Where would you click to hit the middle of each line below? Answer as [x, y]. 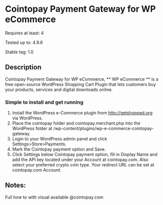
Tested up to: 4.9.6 [24, 42]
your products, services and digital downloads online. [59, 90]
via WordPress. [27, 118]
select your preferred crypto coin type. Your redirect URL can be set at [83, 165]
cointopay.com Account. [37, 170]
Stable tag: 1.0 [19, 52]
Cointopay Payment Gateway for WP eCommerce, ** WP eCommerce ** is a [82, 79]
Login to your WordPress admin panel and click [60, 139]
